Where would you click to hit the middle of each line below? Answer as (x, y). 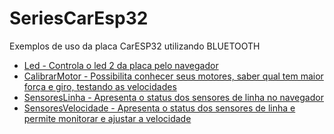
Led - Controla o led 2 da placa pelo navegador (121, 65)
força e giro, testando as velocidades (100, 86)
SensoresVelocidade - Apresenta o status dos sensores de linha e (159, 108)
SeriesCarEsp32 (79, 18)
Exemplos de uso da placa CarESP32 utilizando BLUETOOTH (135, 46)
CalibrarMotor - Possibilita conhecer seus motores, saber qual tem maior (173, 76)
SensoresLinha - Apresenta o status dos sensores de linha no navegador (173, 97)
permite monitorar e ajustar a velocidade (107, 118)
